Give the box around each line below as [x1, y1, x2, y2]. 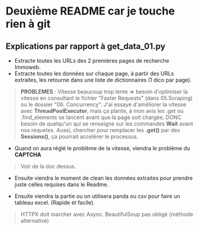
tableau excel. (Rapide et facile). [14, 199, 95, 206]
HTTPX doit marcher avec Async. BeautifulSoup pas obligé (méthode [20, 211, 194, 218]
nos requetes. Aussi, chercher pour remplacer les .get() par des [20, 127, 180, 133]
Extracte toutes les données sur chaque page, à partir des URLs [14, 70, 174, 77]
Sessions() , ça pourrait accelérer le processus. [20, 133, 139, 140]
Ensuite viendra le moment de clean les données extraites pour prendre [14, 174, 193, 182]
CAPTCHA [14, 151, 42, 158]
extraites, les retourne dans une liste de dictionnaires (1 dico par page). [14, 77, 192, 83]
